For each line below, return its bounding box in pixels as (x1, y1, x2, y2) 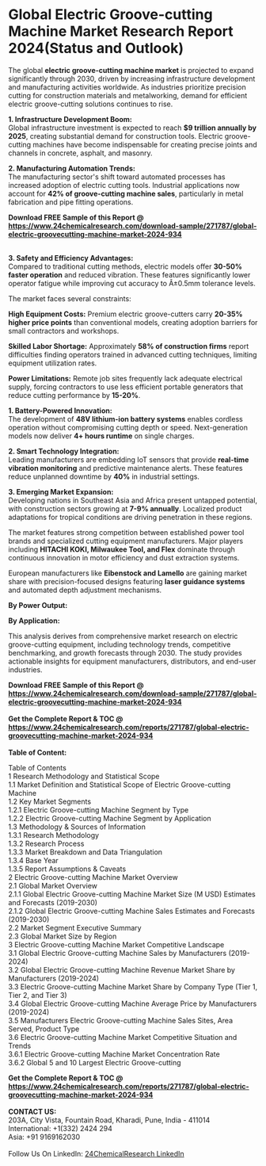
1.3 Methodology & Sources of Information (8, 822, 146, 831)
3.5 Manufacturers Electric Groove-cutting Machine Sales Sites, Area (8, 1015, 234, 1025)
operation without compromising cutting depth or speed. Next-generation (8, 422, 248, 432)
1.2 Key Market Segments (8, 797, 92, 806)
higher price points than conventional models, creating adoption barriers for (8, 317, 258, 327)
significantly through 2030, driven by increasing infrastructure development (8, 74, 256, 83)
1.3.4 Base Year (8, 855, 59, 865)
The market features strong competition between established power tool (8, 527, 245, 537)
